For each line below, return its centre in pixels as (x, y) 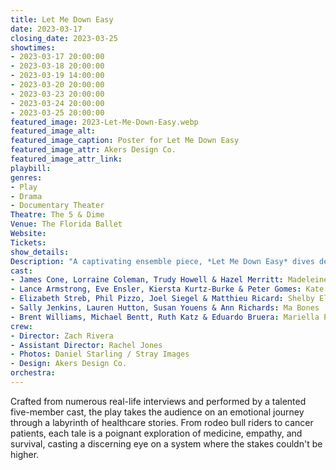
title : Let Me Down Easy (62, 19)
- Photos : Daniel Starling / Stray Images (100, 354)
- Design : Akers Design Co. (69, 364)
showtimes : (33, 47)
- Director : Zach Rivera (62, 336)
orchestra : (33, 373)
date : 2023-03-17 (46, 29)
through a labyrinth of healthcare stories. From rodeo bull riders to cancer (162, 422)
